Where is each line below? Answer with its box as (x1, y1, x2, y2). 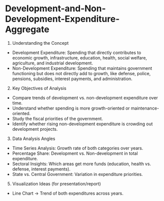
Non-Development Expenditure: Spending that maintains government (12, 65, 152, 71)
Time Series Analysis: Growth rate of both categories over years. (12, 145, 143, 151)
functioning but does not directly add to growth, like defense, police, (12, 70, 151, 76)
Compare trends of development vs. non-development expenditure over (12, 94, 158, 101)
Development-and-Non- (5, 3, 106, 14)
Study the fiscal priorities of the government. (12, 115, 103, 121)
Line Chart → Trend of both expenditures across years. (12, 190, 124, 196)
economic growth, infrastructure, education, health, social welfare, (12, 55, 147, 60)
